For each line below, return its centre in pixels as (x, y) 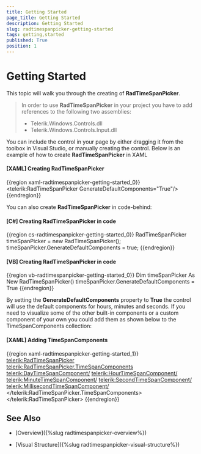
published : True (27, 40)
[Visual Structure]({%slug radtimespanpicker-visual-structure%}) (97, 445)
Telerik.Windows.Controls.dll (66, 123)
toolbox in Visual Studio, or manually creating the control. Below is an (93, 148)
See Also (24, 418)
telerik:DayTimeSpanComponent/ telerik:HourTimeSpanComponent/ (92, 373)
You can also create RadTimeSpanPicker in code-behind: (79, 207)
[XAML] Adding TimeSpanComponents (57, 340)
